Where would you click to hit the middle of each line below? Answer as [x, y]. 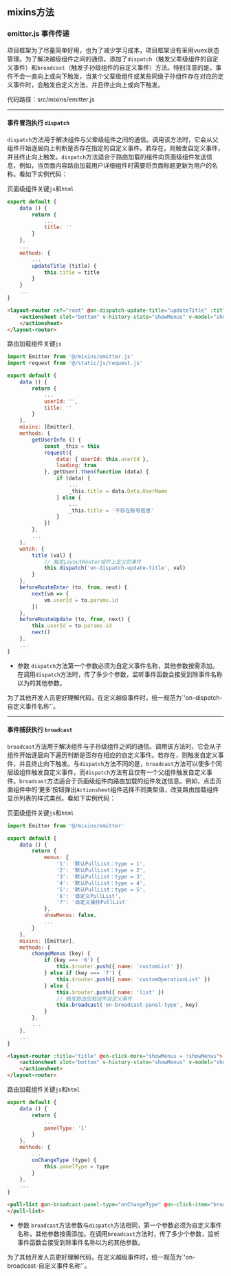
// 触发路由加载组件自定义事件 [94, 999]
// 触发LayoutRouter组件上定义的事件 [93, 562]
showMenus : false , [70, 915]
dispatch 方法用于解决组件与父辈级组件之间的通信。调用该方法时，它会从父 [113, 139]
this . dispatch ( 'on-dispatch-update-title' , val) [115, 568]
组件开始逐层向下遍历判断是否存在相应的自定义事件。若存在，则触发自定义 [112, 755]
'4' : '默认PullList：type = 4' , [101, 883]
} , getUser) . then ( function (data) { [96, 472]
